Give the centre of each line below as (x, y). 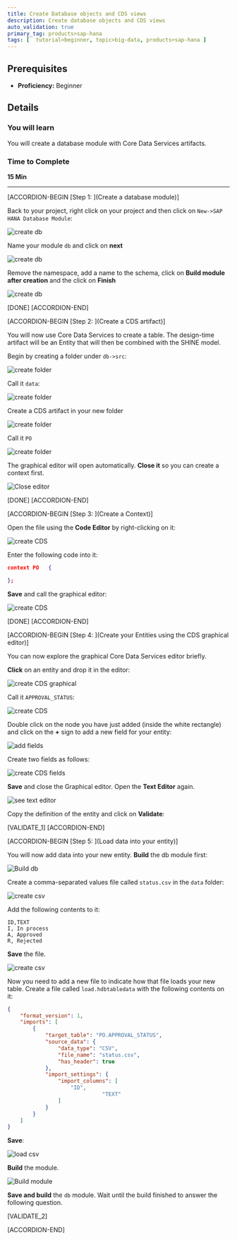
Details (23, 108)
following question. (35, 1203)
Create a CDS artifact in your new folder (65, 410)
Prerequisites (37, 69)
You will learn (31, 128)
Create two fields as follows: (49, 759)
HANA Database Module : (40, 218)
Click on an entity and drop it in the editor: (69, 670)
